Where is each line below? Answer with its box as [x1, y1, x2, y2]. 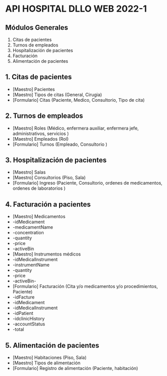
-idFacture [12, 294, 35, 300]
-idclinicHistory [12, 316, 45, 322]
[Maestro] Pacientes [12, 86, 55, 92]
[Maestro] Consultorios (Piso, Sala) [12, 175, 86, 181]
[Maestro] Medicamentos [12, 214, 66, 220]
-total [12, 326, 24, 332]
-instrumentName [12, 262, 50, 268]
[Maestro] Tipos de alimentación [12, 360, 81, 366]
